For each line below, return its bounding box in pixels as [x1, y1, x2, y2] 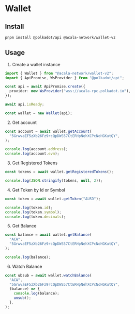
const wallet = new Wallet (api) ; [5, 110, 73, 116]
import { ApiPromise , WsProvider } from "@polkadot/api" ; [5, 75, 124, 80]
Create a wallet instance [12, 61, 60, 67]
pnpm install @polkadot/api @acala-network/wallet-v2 [5, 35, 116, 40]
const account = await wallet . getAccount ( [5, 129, 92, 134]
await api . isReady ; [5, 102, 45, 107]
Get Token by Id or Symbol [12, 187, 65, 192]
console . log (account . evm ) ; [5, 151, 60, 156]
